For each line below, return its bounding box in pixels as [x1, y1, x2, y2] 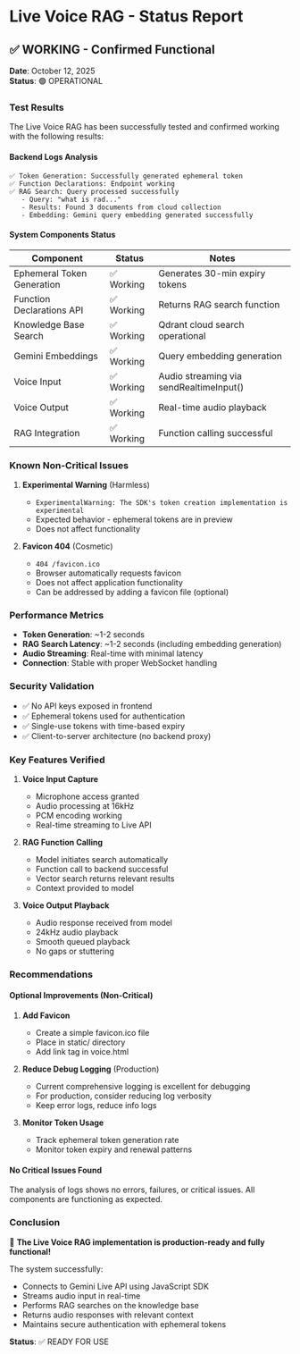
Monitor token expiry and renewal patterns [35, 1144, 193, 1155]
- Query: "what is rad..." [21, 195, 122, 204]
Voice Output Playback [21, 900, 110, 911]
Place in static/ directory [35, 1037, 126, 1047]
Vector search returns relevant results [35, 873, 175, 884]
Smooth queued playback [35, 936, 131, 946]
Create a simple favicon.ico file [35, 1028, 150, 1039]
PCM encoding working [35, 810, 122, 820]
